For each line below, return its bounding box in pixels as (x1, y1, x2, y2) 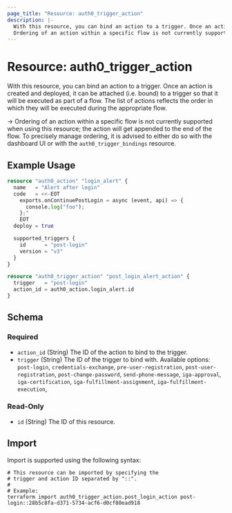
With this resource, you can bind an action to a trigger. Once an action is (7, 82, 213, 90)
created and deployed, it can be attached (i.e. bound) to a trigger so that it (7, 89, 218, 97)
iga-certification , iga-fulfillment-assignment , (17, 377, 156, 385)
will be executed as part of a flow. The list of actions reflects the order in (7, 97, 213, 105)
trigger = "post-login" (13, 280, 88, 287)
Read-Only (7, 402, 45, 412)
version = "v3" (19, 248, 64, 255)
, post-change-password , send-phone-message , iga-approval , (54, 370, 222, 378)
